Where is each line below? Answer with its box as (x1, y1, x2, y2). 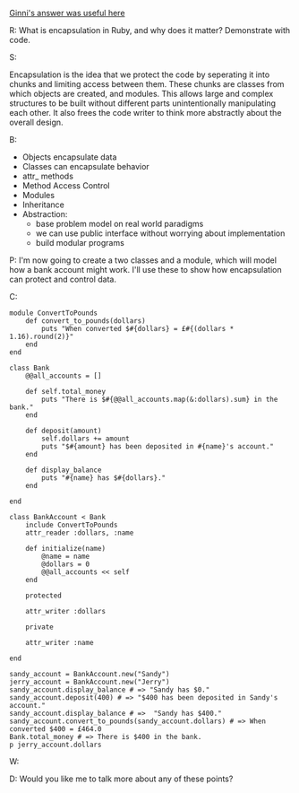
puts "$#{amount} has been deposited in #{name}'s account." (41, 442, 275, 451)
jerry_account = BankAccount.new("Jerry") (9, 677, 170, 686)
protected (25, 591, 63, 600)
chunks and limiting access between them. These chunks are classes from (9, 79, 285, 89)
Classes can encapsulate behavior (21, 161, 149, 171)
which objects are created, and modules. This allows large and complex (9, 89, 274, 99)
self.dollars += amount (41, 434, 130, 443)
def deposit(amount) (25, 426, 102, 435)
